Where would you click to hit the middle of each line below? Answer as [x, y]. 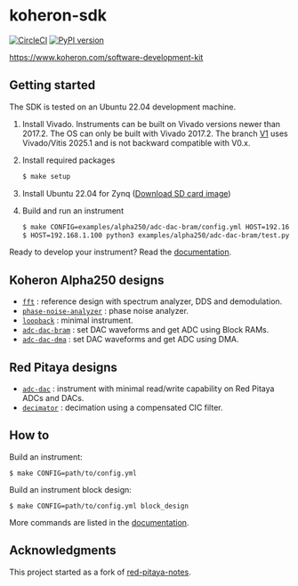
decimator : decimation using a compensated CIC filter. [122, 407]
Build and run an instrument [73, 211]
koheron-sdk [58, 16]
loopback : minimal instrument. [77, 320]
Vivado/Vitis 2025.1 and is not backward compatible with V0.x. [136, 142]
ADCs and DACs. [53, 398]
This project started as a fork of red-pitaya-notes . [100, 572]
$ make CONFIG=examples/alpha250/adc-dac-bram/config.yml [132, 227]
